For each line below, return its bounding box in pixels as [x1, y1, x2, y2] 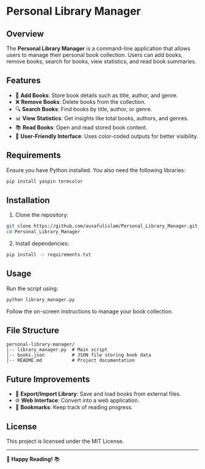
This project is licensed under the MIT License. [6, 438, 124, 445]
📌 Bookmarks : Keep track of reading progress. [15, 404, 133, 411]
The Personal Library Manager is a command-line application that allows [6, 45, 191, 52]
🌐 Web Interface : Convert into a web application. [15, 397, 140, 404]
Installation [6, 195, 50, 205]
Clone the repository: [15, 211, 69, 219]
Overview [6, 29, 45, 39]
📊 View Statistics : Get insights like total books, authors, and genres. [15, 114, 189, 122]
